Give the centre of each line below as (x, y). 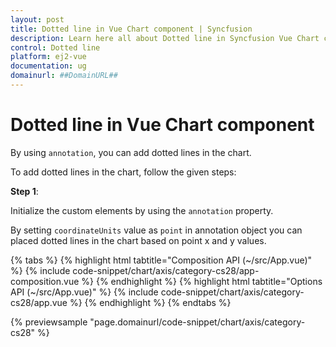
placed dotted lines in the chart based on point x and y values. (138, 240)
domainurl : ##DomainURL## (64, 76)
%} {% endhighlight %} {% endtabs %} (150, 302)
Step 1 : (24, 191)
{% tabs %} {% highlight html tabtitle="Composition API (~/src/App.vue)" (161, 260)
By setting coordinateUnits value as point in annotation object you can (156, 230)
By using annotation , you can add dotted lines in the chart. (131, 152)
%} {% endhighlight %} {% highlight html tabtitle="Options (202, 281)
